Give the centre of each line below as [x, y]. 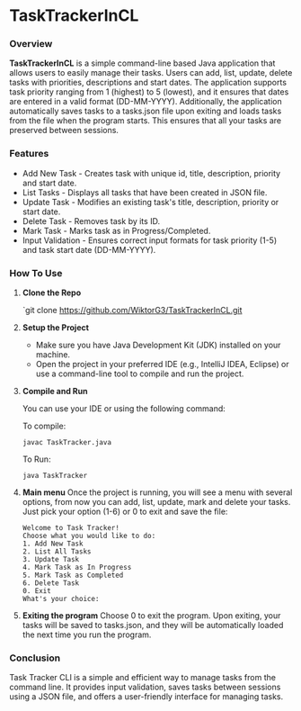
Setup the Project [56, 328]
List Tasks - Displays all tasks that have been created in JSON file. [145, 192]
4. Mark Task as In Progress [77, 568]
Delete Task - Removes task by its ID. [91, 220]
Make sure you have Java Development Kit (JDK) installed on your [158, 345]
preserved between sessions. [64, 130]
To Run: [36, 459]
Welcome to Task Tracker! [71, 528]
